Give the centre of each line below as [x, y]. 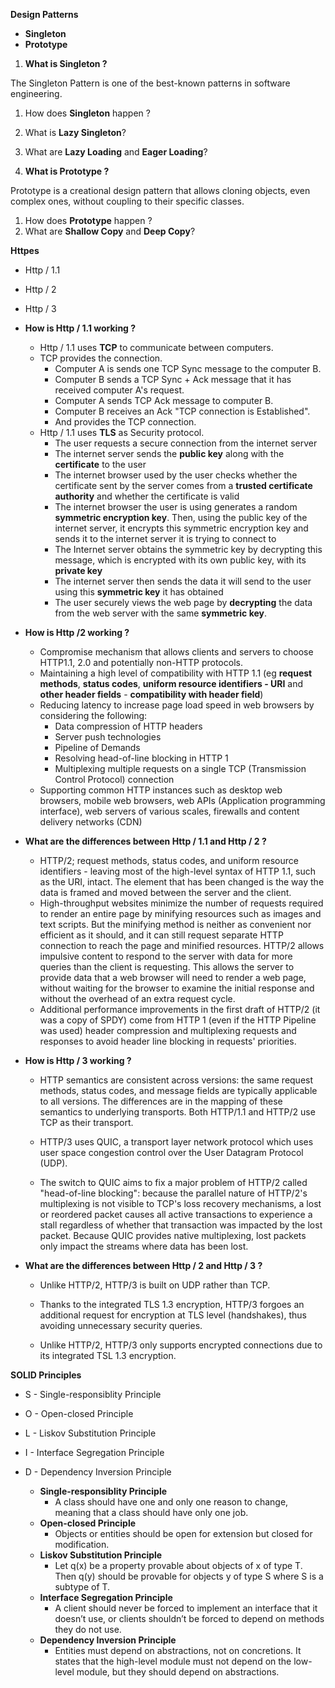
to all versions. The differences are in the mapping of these [161, 1101]
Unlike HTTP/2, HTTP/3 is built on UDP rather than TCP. [155, 1285]
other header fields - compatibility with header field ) [151, 694]
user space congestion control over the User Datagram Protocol [171, 1152]
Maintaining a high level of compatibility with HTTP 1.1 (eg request [176, 673]
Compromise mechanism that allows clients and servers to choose [176, 652]
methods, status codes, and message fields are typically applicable [178, 1090]
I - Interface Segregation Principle [94, 1452]
